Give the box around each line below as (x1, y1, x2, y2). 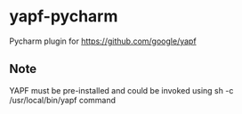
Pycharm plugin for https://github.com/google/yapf (9, 36, 198, 46)
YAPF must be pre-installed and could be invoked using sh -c (9, 85, 234, 95)
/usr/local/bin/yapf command (9, 94, 117, 105)
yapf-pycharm (9, 6, 118, 27)
